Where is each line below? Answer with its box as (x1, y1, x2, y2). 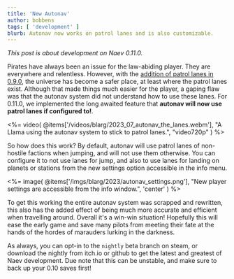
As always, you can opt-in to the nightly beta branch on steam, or (7, 242, 198, 250)
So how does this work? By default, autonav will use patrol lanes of (7, 141, 200, 150)
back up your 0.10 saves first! (7, 264, 92, 273)
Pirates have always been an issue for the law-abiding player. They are (7, 62, 211, 71)
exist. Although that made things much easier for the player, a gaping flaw (7, 85, 220, 93)
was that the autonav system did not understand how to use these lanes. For (7, 92, 228, 101)
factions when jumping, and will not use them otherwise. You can (27, 149, 215, 157)
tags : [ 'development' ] (7, 23, 80, 30)
